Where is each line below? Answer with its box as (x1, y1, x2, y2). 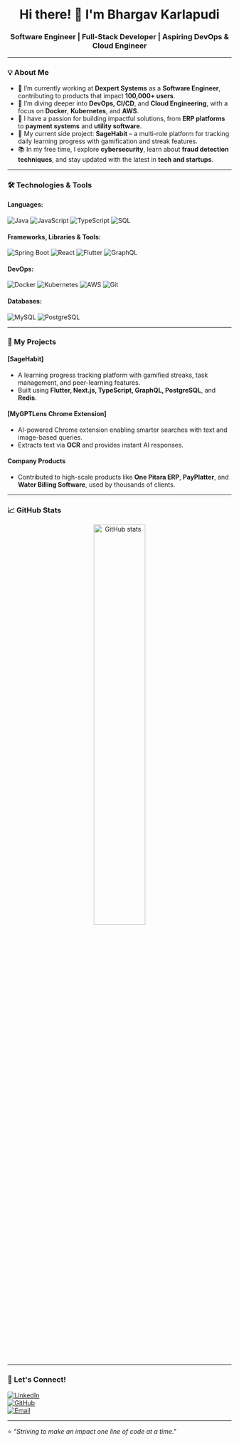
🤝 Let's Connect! (7, 1375, 66, 1385)
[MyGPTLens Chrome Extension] (7, 410, 107, 418)
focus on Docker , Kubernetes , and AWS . (17, 106, 139, 115)
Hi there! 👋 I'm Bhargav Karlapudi (19, 6, 220, 23)
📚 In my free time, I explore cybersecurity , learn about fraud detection (17, 145, 229, 153)
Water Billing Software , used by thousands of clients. (17, 480, 176, 489)
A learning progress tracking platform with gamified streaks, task (17, 371, 208, 379)
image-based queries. (17, 433, 83, 441)
